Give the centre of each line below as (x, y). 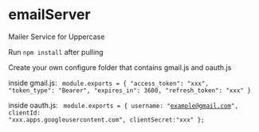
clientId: (25, 113)
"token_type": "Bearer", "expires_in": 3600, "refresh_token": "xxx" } (129, 90)
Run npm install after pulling (56, 52)
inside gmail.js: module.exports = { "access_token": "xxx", (109, 83)
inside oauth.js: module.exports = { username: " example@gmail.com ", (124, 105)
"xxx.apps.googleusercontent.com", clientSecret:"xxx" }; (106, 120)
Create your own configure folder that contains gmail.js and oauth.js (120, 67)
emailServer (49, 15)
